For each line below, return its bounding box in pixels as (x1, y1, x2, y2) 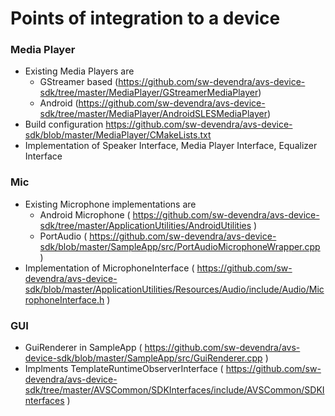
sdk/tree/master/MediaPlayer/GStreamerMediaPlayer (39, 87, 259, 99)
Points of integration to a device (10, 7, 281, 30)
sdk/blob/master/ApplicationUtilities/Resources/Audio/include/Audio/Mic (24, 283, 325, 295)
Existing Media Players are (24, 65, 135, 77)
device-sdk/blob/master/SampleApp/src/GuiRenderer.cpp (24, 352, 263, 364)
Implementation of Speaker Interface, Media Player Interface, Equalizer (24, 140, 318, 152)
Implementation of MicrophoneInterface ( (24, 262, 195, 274)
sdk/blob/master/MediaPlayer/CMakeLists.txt (24, 129, 212, 141)
